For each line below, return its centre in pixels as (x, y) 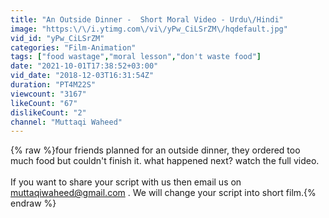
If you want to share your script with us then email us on (126, 182)
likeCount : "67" (44, 103)
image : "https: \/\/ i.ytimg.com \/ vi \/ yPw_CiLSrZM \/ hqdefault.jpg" (149, 29)
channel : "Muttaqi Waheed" (66, 122)
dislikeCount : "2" (48, 112)
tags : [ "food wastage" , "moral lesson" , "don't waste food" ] (136, 57)
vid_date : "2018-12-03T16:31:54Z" (82, 76)
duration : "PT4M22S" (53, 85)
